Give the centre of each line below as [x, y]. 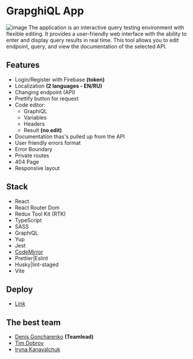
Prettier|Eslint [31, 258]
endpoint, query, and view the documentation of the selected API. [87, 46]
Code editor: [30, 105]
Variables [35, 117]
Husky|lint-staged [37, 264]
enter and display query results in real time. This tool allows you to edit [93, 40]
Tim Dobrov [29, 343]
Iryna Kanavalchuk [37, 349]
